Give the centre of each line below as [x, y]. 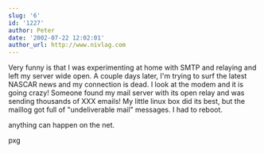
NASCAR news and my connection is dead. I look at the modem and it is [126, 85]
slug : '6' [25, 15]
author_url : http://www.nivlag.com [67, 45]
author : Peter [32, 30]
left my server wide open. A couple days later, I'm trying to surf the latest [128, 76]
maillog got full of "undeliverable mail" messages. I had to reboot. [115, 110]
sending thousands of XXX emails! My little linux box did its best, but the [126, 101]
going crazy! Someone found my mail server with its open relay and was [126, 93]
